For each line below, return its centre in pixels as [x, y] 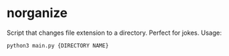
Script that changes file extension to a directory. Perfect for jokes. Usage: [114, 33]
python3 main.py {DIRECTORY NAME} [58, 45]
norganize [37, 13]
